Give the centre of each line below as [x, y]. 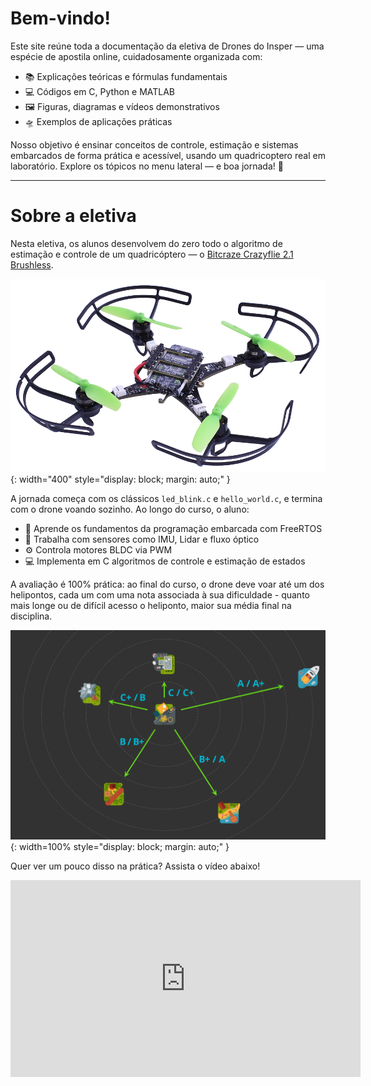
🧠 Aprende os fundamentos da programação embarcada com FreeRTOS [173, 528]
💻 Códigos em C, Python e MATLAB [100, 91]
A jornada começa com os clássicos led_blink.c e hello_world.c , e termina [166, 498]
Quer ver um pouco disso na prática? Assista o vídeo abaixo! [135, 866]
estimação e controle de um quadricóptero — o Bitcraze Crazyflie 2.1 [152, 254]
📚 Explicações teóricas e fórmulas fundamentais [126, 76]
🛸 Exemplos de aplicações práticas [98, 121]
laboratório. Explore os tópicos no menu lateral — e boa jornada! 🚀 [147, 166]
